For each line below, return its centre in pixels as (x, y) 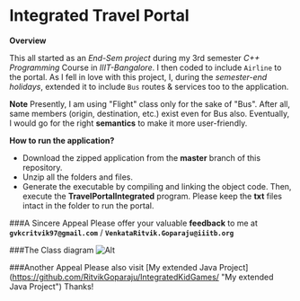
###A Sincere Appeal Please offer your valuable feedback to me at (134, 223)
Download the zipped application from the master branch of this (141, 157)
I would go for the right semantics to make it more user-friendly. (128, 123)
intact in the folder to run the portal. (88, 205)
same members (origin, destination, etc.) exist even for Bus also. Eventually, (150, 113)
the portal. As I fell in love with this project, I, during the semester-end (138, 76)
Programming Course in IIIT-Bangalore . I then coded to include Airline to (146, 67)
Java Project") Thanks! (52, 286)
